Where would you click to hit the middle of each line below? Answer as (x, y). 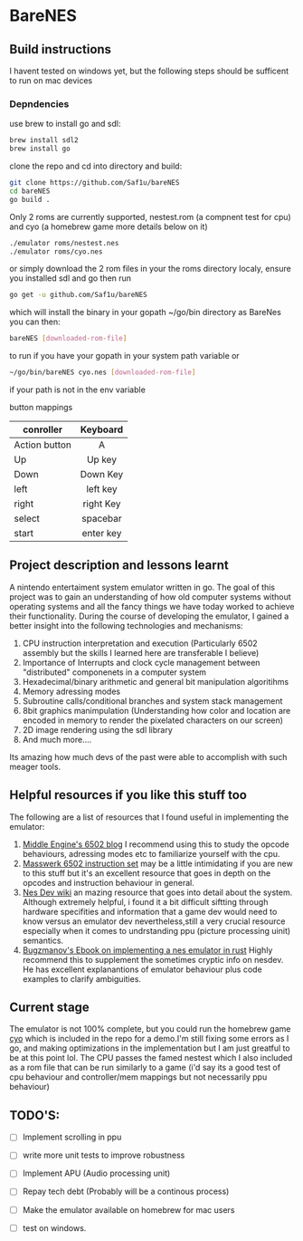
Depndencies (39, 103)
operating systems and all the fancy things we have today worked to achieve (152, 606)
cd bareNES (30, 191)
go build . (30, 199)
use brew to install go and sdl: (65, 124)
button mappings (41, 408)
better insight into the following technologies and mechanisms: (126, 625)
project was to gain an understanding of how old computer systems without (150, 596)
